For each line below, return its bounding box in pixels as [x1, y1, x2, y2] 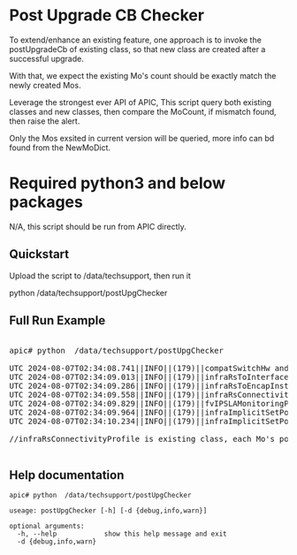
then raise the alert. [9, 116, 80, 126]
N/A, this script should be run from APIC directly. [9, 221, 187, 232]
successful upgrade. [9, 53, 84, 64]
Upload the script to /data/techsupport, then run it [9, 270, 192, 281]
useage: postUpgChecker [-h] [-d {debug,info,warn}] [9, 506, 208, 515]
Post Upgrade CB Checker [9, 5, 205, 26]
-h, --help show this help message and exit [17, 529, 227, 539]
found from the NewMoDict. [9, 142, 111, 153]
